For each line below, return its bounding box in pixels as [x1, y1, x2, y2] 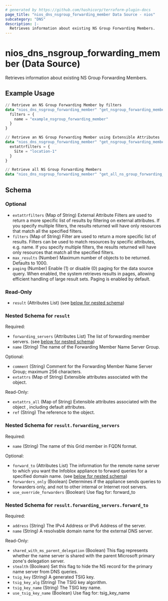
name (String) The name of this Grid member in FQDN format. [12, 443, 137, 449]
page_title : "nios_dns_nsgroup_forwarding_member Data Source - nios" [5, 12, 155, 17]
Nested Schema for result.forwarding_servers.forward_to [5, 501, 148, 508]
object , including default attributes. [12, 404, 86, 410]
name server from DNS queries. [12, 569, 78, 574]
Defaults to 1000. [12, 260, 48, 266]
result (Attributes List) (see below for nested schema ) [12, 300, 125, 306]
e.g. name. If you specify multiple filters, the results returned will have [12, 244, 156, 250]
